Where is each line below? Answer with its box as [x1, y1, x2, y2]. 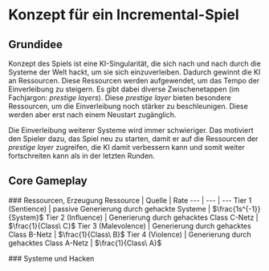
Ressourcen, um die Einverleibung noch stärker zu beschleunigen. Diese [8, 102, 249, 111]
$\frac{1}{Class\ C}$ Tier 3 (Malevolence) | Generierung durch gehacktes [8, 220, 251, 230]
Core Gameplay [8, 174, 88, 188]
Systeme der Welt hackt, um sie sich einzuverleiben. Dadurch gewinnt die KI [8, 67, 261, 77]
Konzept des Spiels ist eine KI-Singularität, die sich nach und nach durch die [8, 59, 261, 68]
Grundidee [8, 38, 63, 51]
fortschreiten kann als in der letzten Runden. [8, 151, 155, 160]
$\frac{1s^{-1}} [212, 204, 261, 213]
